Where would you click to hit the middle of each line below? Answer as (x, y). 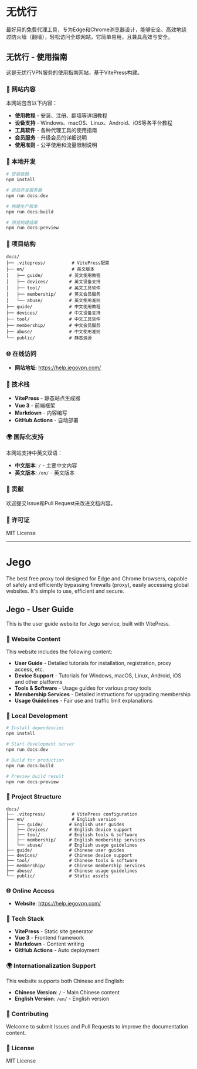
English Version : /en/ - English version (62, 998)
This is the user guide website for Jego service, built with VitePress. (88, 623)
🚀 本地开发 (21, 161)
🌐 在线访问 (21, 353)
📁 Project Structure (34, 797)
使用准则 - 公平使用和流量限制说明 (56, 145)
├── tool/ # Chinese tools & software (72, 860)
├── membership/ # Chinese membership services (76, 866)
